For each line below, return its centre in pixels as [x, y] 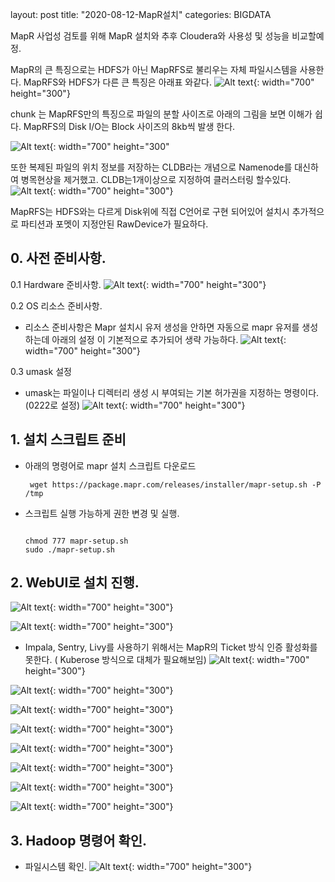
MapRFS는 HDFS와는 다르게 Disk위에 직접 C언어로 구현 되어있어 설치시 [150, 211]
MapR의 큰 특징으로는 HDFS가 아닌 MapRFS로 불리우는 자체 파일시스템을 [154, 69]
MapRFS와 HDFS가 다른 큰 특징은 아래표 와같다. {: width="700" [169, 82]
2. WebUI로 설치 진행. [75, 583]
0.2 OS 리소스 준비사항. [56, 305]
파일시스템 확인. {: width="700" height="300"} [138, 867]
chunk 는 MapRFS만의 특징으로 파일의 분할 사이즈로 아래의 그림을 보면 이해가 [161, 114]
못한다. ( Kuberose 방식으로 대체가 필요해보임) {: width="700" [167, 660]
